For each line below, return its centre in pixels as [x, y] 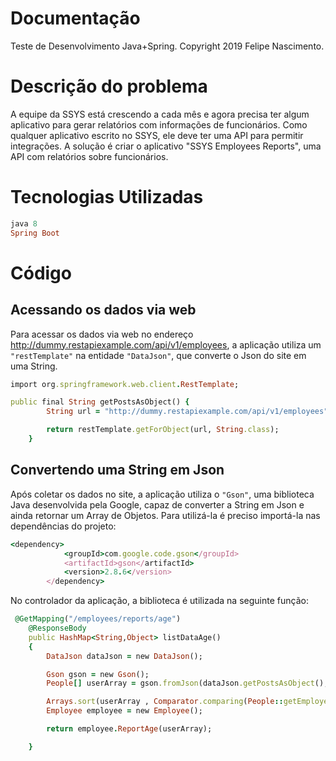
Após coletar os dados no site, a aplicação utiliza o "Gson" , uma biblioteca [162, 494]
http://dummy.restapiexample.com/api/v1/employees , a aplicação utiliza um [166, 344]
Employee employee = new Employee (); [124, 711]
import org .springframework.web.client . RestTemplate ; [125, 384]
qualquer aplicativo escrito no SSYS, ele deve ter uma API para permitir [157, 135]
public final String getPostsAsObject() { [100, 402]
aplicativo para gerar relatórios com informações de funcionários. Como [159, 124]
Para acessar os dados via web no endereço [102, 334]
